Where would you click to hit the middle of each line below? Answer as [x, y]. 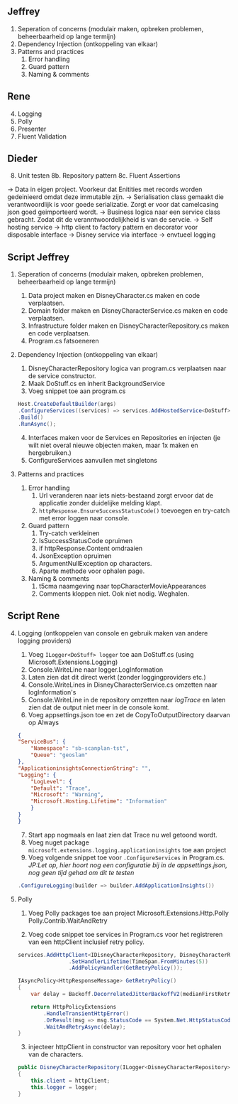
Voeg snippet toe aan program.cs [77, 391]
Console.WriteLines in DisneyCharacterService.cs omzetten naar [123, 685]
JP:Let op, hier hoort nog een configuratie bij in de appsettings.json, [128, 865]
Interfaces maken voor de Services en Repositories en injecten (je [124, 437]
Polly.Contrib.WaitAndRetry [68, 921]
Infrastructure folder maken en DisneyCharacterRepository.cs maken [129, 326]
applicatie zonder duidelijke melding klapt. [100, 503]
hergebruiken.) [50, 452]
